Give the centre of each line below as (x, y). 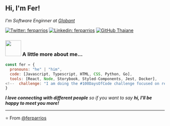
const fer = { (20, 65)
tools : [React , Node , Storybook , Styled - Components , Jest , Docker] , (83, 79)
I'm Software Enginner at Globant (40, 20)
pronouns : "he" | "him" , (36, 69)
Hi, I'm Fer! (23, 8)
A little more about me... (52, 54)
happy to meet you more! (32, 103)
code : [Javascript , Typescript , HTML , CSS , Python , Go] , (71, 74)
